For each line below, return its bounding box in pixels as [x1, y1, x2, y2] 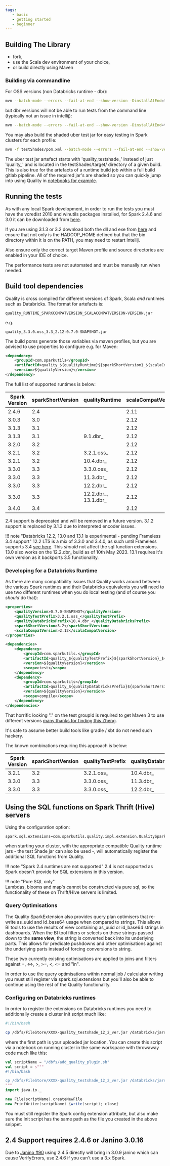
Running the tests [5, 192, 62, 201]
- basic [12, 12, 28, 17]
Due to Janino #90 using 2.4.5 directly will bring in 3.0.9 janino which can [5, 1149, 158, 1155]
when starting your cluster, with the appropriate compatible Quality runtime [5, 843, 162, 849]
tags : [5, 7, 17, 13]
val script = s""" [5, 1064, 44, 1069]
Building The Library [5, 40, 71, 49]
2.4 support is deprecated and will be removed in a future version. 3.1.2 [5, 517, 154, 524]
